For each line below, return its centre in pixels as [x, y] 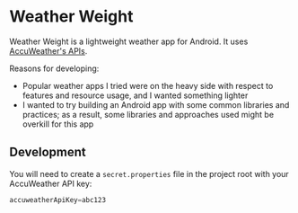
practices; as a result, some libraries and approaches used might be [148, 114]
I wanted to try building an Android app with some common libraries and [156, 104]
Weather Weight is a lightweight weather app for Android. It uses [129, 41]
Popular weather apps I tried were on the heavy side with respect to [148, 85]
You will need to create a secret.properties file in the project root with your [149, 173]
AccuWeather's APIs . [48, 50]
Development [48, 152]
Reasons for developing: [54, 68]
